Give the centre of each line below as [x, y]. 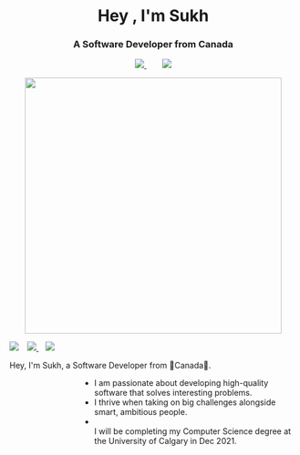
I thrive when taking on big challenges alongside [185, 402]
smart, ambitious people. [141, 412]
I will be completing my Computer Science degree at [193, 431]
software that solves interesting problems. [173, 393]
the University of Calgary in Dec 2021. [166, 441]
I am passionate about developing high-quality [181, 383]
